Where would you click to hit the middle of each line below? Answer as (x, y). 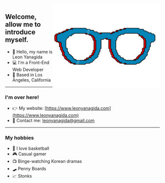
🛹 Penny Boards (29, 169)
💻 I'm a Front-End (31, 62)
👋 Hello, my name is (32, 52)
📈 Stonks (22, 176)
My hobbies (20, 138)
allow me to (23, 25)
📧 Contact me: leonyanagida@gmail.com (53, 121)
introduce (20, 32)
